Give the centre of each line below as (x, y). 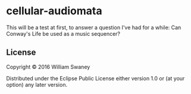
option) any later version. (37, 84)
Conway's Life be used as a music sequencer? (63, 33)
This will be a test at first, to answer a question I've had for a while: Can (94, 27)
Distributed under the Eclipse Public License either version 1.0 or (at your (95, 78)
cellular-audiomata (54, 11)
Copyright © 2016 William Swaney (48, 67)
